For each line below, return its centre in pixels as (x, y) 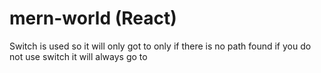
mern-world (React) (93, 18)
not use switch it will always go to (78, 56)
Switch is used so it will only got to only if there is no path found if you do (160, 46)
